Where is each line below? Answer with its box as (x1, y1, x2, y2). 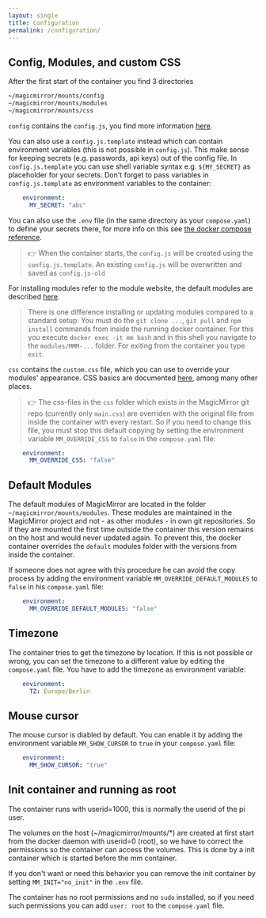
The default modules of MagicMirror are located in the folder (8, 500, 206, 509)
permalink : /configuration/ (8, 26, 101, 34)
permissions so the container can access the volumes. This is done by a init (8, 844, 255, 854)
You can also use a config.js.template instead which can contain (8, 136, 223, 146)
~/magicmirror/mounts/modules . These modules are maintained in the (8, 508, 233, 517)
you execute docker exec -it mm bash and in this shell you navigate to (27, 332, 256, 341)
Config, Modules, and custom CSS (8, 55, 181, 69)
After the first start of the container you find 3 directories (8, 77, 194, 86)
